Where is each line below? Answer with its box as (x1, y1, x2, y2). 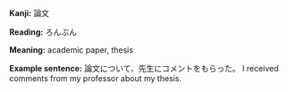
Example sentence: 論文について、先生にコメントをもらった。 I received (9, 63, 279, 73)
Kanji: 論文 (9, 8, 50, 18)
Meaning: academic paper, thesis (9, 45, 134, 55)
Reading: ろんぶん (9, 27, 78, 38)
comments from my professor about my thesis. (9, 73, 182, 83)
